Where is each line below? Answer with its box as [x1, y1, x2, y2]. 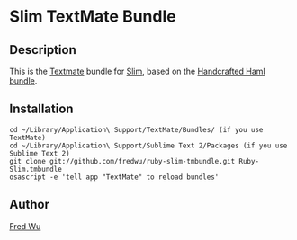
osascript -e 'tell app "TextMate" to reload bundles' [9, 173, 220, 182]
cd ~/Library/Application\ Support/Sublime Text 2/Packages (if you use [9, 141, 288, 150]
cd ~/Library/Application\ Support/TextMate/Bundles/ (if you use [9, 125, 264, 134]
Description [9, 42, 76, 58]
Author [9, 197, 49, 212]
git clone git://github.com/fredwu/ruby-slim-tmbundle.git [9, 156, 236, 165]
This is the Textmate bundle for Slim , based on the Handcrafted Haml [9, 66, 265, 76]
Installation [9, 102, 74, 117]
